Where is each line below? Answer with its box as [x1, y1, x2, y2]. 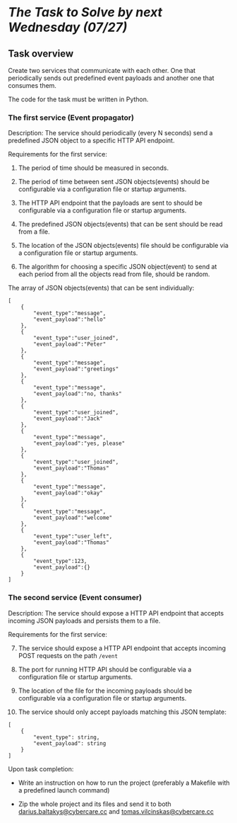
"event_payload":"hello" [33, 316, 107, 323]
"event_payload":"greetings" [33, 365, 119, 373]
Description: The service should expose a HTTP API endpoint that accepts [8, 608, 224, 617]
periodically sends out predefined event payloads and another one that [8, 74, 214, 82]
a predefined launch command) [18, 785, 110, 794]
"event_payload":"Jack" [33, 415, 103, 422]
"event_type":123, [33, 557, 87, 565]
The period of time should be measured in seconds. [18, 164, 169, 172]
